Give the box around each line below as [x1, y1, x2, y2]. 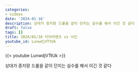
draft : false [5, 25, 32, 30]
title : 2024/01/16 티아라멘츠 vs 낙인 [5, 35, 78, 40]
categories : [5, 7, 30, 12]
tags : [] [5, 30, 23, 35]
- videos [5, 12, 23, 17]
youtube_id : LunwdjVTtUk [5, 39, 56, 44]
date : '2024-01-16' [5, 16, 45, 21]
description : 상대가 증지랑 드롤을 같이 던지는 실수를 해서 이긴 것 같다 [5, 21, 135, 26]
